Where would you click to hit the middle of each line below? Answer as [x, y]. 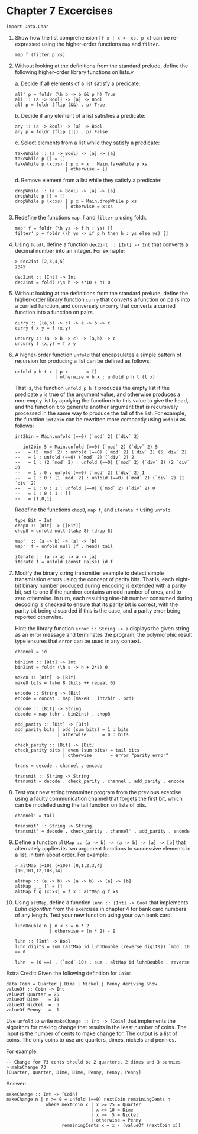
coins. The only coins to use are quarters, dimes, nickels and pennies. [91, 1039]
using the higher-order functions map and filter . [101, 44]
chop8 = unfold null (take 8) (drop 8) [64, 531]
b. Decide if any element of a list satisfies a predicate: [80, 115]
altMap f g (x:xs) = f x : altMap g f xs [66, 891]
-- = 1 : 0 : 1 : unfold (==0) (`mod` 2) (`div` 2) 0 [85, 488]
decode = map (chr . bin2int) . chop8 [62, 714]
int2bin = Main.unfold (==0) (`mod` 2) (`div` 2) [77, 436]
